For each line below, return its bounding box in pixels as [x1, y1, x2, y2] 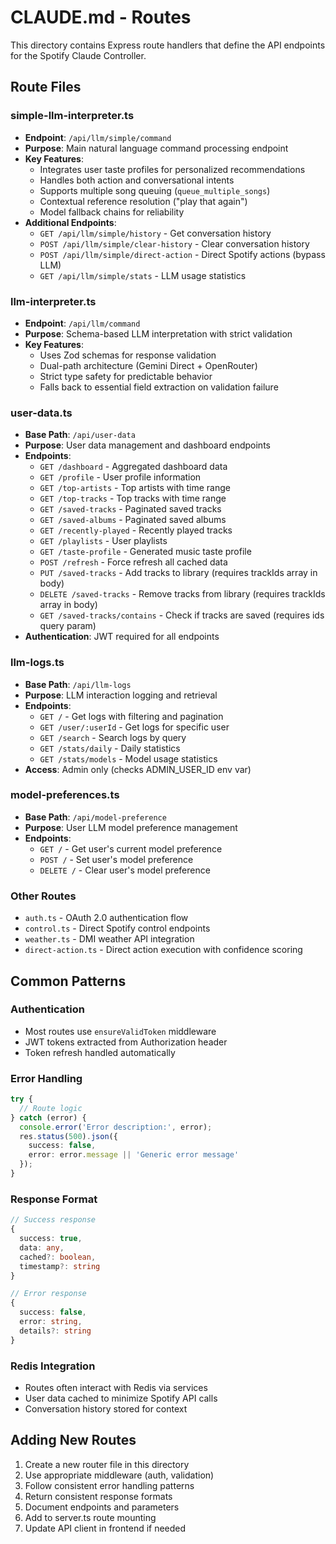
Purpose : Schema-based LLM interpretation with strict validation [24, 327, 293, 340]
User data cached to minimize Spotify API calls [24, 1392, 218, 1404]
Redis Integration [10, 1359, 96, 1373]
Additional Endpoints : [24, 216, 117, 228]
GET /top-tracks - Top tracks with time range [39, 492, 227, 505]
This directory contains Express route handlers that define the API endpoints [10, 39, 326, 51]
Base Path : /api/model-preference [24, 811, 167, 823]
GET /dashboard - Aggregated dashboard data [39, 461, 228, 473]
